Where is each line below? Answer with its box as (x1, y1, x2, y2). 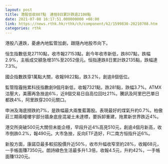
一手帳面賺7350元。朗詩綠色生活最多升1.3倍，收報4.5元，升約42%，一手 (5, 148, 156, 154)
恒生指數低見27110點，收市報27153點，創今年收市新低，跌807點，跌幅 (5, 51, 151, 57)
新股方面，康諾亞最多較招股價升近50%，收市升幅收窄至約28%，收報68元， (5, 141, 161, 147)
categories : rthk (5, 26, 41, 31)
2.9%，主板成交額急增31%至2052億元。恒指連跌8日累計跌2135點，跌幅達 (5, 57, 158, 63)
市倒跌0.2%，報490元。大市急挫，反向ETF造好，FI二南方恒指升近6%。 (5, 131, 153, 137)
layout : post (5, 7, 32, 12)
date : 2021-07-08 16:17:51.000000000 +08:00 (5, 16, 99, 21)
